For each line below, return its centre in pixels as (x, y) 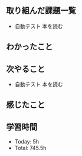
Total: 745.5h (30, 148)
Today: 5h (27, 142)
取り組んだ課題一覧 (41, 11)
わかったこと (29, 47)
